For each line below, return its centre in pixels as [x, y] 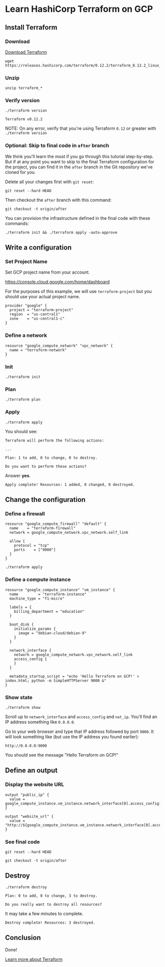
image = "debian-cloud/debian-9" [52, 633]
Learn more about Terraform [34, 959]
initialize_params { [35, 629]
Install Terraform [31, 27]
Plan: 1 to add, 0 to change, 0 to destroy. [51, 458]
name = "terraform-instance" [48, 594]
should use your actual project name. [43, 297]
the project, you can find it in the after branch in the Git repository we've [79, 167]
